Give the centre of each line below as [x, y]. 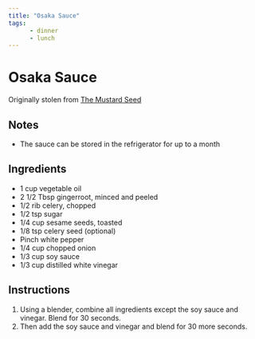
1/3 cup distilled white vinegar [69, 265]
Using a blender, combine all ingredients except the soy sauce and [129, 309]
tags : [17, 23]
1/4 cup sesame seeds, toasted [71, 222]
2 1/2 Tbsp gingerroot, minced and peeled [89, 197]
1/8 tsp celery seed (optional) [68, 231]
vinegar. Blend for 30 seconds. [70, 317]
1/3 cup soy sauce [49, 256]
